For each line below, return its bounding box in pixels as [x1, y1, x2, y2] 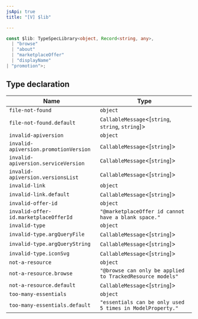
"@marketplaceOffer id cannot [100, 208, 184, 214]
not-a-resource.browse [9, 270, 72, 276]
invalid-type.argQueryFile [9, 231, 85, 237]
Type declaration [6, 79, 70, 89]
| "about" [11, 47, 35, 53]
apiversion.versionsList [9, 174, 79, 181]
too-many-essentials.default [9, 302, 91, 308]
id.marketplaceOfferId [9, 214, 72, 220]
